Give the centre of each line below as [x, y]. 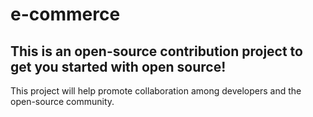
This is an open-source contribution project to [156, 51]
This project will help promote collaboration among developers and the [156, 91]
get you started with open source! [118, 66]
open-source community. [62, 101]
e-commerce [65, 14]
